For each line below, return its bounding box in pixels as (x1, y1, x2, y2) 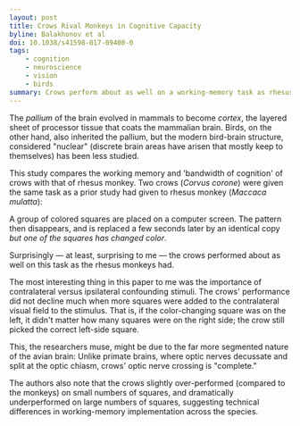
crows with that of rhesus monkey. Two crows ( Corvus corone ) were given (9, 177, 284, 188)
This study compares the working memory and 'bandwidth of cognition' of (9, 167, 283, 179)
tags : (9, 46, 29, 55)
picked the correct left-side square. (9, 323, 140, 335)
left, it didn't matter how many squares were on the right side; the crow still (9, 314, 285, 325)
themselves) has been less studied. (9, 150, 140, 161)
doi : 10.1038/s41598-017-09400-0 (9, 38, 134, 47)
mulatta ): (9, 196, 43, 206)
